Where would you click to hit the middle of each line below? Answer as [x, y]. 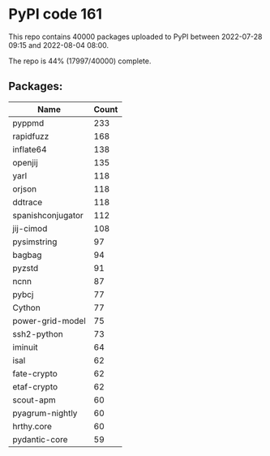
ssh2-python [38, 333]
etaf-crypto [35, 386]
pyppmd [28, 123]
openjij [25, 162]
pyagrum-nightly [45, 413]
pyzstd [26, 268]
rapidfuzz [31, 136]
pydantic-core [40, 439]
